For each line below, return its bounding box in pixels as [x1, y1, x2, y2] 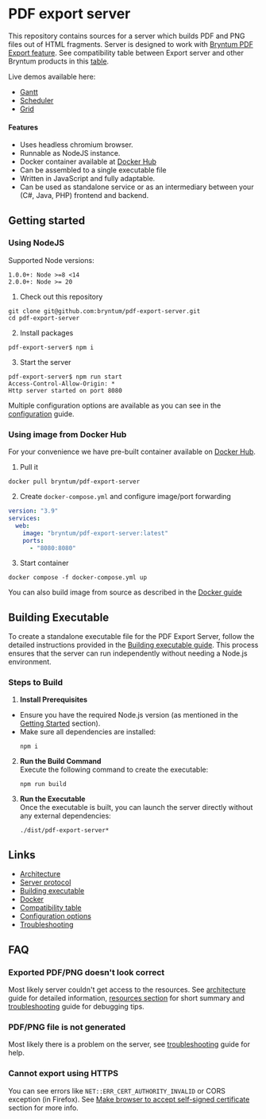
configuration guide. [8, 408, 75, 418]
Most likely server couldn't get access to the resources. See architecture [8, 985, 246, 994]
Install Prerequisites [19, 695, 88, 704]
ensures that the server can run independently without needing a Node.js [8, 649, 248, 658]
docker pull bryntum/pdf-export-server [8, 478, 141, 486]
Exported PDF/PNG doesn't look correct [8, 966, 165, 978]
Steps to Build [8, 677, 64, 688]
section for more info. [8, 1102, 79, 1113]
